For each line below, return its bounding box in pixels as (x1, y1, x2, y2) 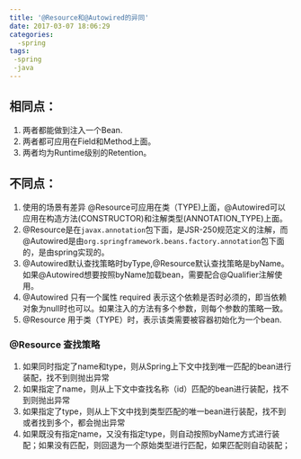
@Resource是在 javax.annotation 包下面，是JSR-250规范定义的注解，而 (22, 224, 288, 235)
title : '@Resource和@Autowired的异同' (9, 13, 150, 22)
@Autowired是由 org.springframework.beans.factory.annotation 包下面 (22, 235, 285, 246)
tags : (9, 47, 30, 56)
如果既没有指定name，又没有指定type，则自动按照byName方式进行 (22, 428, 272, 439)
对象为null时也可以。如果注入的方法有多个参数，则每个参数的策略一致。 (22, 302, 288, 313)
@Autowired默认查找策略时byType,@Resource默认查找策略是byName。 (22, 257, 289, 268)
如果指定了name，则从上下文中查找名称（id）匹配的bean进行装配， (22, 383, 274, 394)
